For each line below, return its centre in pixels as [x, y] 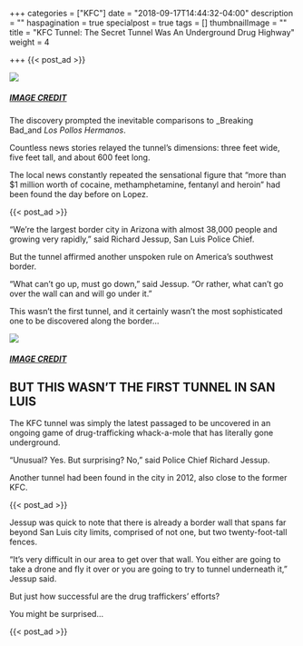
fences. [24, 542]
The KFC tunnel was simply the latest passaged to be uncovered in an [140, 423]
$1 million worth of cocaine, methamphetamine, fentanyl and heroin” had [145, 184]
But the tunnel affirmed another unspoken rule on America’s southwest [142, 256]
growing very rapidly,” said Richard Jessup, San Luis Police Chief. [132, 239]
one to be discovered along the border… [84, 321]
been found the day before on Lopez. [79, 194]
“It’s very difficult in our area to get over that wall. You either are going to [145, 560]
